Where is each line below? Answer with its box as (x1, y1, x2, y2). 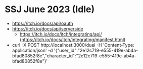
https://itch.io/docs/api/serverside (12, 25, 84, 31)
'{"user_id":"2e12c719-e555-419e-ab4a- (54, 47, 138, 53)
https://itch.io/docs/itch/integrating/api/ (19, 31, 102, 37)
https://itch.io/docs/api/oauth (12, 20, 74, 26)
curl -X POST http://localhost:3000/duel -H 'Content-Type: (12, 42, 134, 48)
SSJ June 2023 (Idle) (5, 4, 94, 15)
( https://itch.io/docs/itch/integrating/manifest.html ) (19, 37, 126, 43)
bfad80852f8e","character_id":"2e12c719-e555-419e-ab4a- (12, 52, 137, 59)
